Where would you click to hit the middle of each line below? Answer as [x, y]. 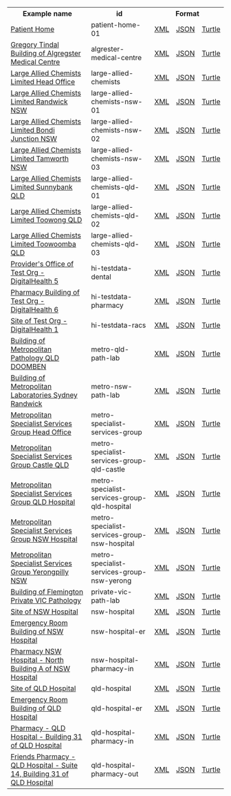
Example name [47, 13]
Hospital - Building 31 [46, 737]
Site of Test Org [36, 321]
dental [101, 277]
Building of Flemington [47, 592]
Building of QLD [36, 708]
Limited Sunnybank [42, 187]
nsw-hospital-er [118, 631]
